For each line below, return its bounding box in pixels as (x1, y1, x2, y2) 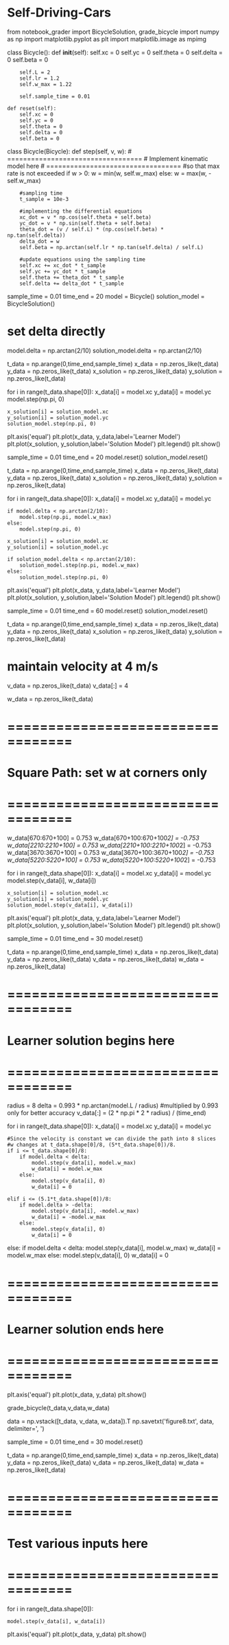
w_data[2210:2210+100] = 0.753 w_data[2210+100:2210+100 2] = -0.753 (7, 841, 212, 849)
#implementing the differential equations (19, 208, 143, 215)
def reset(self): (7, 105, 57, 112)
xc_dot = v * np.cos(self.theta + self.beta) (19, 213, 152, 221)
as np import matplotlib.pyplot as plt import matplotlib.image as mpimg (7, 34, 207, 43)
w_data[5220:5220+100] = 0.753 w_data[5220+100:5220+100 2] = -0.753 (7, 856, 216, 864)
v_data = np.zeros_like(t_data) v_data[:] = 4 (7, 681, 129, 690)
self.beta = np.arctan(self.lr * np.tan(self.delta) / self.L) (19, 244, 204, 251)
